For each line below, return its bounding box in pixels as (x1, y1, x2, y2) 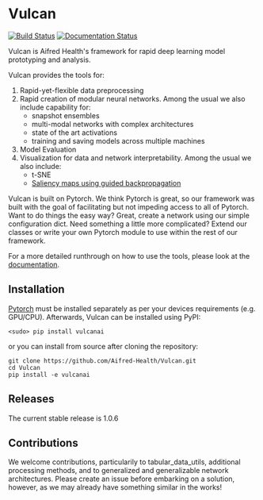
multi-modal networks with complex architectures (31, 119, 194, 129)
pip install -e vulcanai (8, 371, 90, 379)
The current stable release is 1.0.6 (8, 413, 119, 423)
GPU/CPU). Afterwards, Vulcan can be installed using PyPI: (8, 312, 201, 321)
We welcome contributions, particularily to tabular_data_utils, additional (8, 457, 241, 467)
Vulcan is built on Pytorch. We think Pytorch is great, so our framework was (8, 194, 255, 203)
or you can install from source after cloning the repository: (8, 341, 199, 351)
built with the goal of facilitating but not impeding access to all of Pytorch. (8, 202, 250, 211)
